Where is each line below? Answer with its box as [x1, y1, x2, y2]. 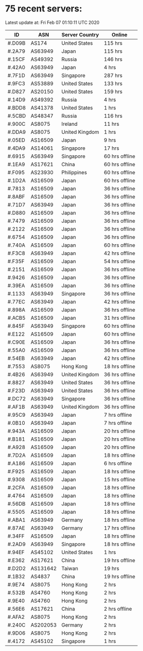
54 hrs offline [103, 258, 135, 265]
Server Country [61, 31, 99, 38]
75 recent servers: [5, 3, 83, 14]
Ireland [61, 120, 78, 127]
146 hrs [103, 56, 123, 63]
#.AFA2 [7, 613, 25, 620]
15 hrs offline [103, 476, 135, 483]
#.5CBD [7, 112, 26, 119]
